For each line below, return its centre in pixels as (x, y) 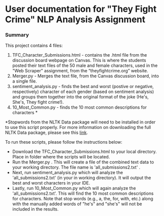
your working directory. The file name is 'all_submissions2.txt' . (76, 167)
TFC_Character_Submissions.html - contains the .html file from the (80, 55)
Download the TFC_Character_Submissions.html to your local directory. (84, 152)
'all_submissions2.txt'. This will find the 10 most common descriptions (83, 193)
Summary (17, 35)
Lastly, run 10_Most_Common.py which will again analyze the (74, 188)
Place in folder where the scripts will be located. (61, 157)
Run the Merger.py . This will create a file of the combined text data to (83, 162)
